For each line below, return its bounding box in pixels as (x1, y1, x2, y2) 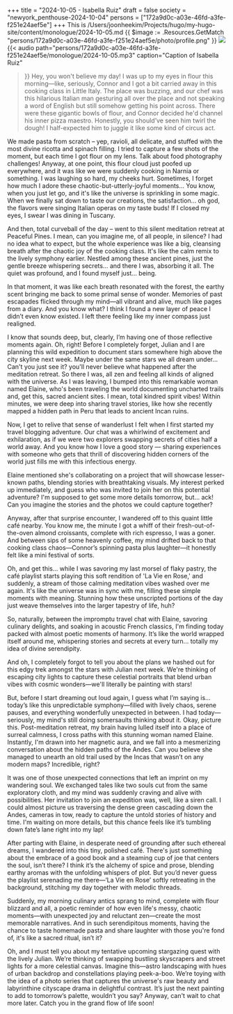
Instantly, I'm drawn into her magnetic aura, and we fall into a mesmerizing (7, 738, 221, 746)
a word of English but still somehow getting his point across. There (24, 102, 216, 110)
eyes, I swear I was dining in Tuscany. (7, 212, 116, 219)
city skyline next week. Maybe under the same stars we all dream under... (7, 355, 218, 363)
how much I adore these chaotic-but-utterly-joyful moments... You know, (7, 182, 216, 190)
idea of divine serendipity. (7, 644, 82, 653)
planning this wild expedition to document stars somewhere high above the (7, 348, 223, 356)
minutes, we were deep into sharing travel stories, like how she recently (7, 399, 213, 408)
